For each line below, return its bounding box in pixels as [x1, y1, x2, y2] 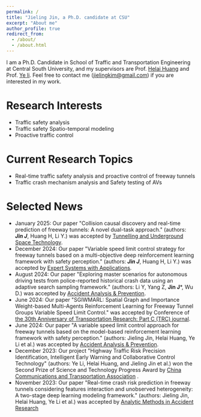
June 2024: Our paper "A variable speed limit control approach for [14, 322, 179, 329]
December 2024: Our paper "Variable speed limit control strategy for [14, 245, 185, 252]
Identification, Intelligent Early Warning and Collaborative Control [14, 353, 175, 361]
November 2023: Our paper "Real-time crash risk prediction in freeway [14, 379, 191, 386]
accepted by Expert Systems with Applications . [14, 264, 132, 271]
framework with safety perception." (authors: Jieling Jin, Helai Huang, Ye [14, 334, 195, 341]
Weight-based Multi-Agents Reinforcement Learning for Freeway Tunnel [14, 302, 194, 310]
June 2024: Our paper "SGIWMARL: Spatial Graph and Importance [14, 296, 180, 303]
